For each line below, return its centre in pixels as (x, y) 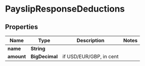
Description (91, 41)
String (38, 49)
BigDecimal (44, 57)
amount (17, 57)
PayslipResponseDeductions (65, 9)
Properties (22, 27)
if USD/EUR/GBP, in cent (91, 57)
